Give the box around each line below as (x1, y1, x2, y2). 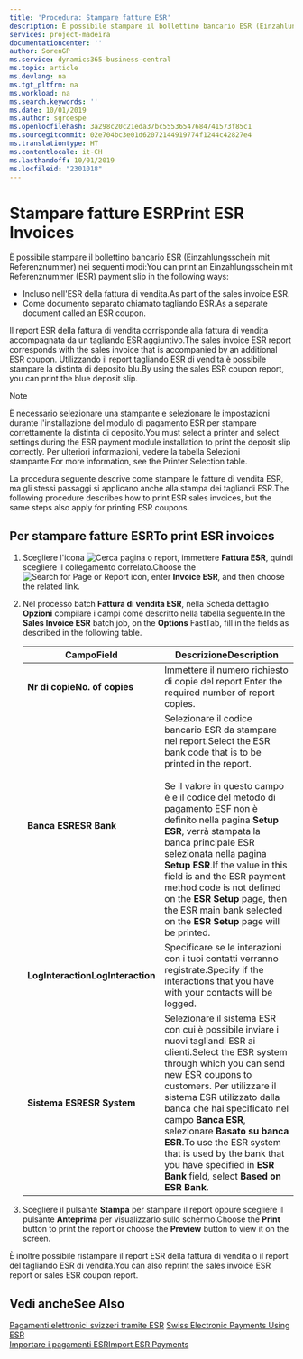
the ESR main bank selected (164, 904, 283, 916)
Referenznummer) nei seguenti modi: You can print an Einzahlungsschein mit (9, 262, 293, 272)
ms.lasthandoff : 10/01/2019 (9, 155, 115, 165)
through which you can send (164, 1057, 286, 1070)
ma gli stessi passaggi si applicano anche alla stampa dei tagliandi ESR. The (9, 483, 289, 494)
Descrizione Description (174, 648, 280, 661)
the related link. (22, 581, 81, 592)
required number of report (164, 686, 275, 699)
